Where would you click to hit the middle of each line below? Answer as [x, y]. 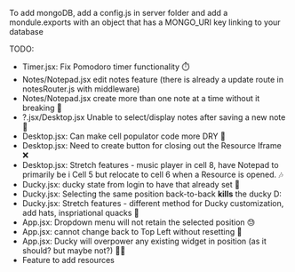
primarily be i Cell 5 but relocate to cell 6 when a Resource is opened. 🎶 [153, 174]
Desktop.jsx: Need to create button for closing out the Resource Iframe [151, 145]
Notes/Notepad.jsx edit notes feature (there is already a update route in [153, 80]
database [27, 32]
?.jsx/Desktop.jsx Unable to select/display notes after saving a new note [154, 117]
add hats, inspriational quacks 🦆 [80, 213]
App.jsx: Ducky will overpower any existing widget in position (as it [144, 241]
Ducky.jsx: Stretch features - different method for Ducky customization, [153, 203]
